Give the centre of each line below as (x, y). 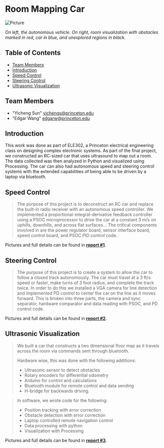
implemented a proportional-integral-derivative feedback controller (85, 214)
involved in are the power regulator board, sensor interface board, (83, 230)
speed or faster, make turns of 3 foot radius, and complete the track (85, 283)
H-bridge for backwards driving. (57, 391)
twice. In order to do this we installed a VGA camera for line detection (87, 288)
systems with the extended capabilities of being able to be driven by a (76, 172)
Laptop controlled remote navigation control (69, 420)
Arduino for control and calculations (60, 380)
